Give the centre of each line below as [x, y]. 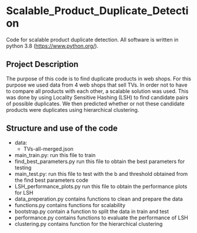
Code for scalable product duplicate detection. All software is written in [92, 39]
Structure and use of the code [62, 129]
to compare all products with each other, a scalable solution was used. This [97, 91]
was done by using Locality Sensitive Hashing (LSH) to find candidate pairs [97, 97]
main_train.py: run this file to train [55, 155]
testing [23, 167]
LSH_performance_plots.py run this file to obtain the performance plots [101, 186]
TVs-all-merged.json [48, 149]
